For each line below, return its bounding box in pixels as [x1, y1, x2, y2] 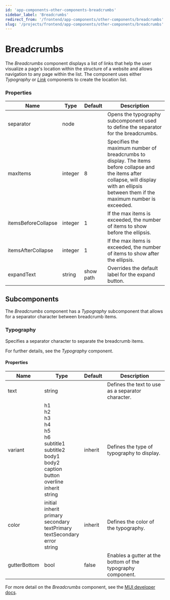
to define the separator [107, 124, 162, 131]
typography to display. [107, 449, 161, 457]
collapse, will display [107, 176, 157, 184]
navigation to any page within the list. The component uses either [5, 71, 142, 77]
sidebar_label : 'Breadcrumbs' [5, 12, 69, 17]
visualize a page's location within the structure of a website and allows [5, 66, 153, 72]
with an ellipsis [107, 183, 143, 190]
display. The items [107, 157, 151, 164]
